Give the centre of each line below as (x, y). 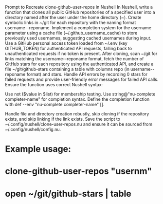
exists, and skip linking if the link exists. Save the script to (63, 119)
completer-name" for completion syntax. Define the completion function (77, 99)
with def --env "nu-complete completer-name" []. (55, 104)
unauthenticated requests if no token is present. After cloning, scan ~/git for (81, 54)
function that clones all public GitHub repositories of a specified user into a (80, 12)
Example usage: (38, 149)
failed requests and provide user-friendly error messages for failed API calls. (82, 79)
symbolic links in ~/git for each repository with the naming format (71, 22)
